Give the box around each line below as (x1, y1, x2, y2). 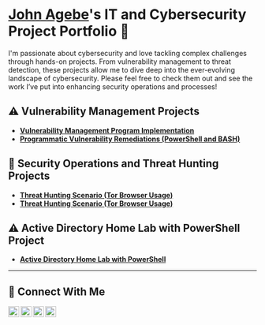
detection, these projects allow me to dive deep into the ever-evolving (8, 65, 235, 74)
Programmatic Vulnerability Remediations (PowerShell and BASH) (19, 134, 241, 144)
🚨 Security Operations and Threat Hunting (8, 157, 219, 170)
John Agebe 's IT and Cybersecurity (8, 6, 247, 24)
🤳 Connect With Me (8, 285, 106, 298)
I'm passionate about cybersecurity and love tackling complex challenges (8, 48, 247, 58)
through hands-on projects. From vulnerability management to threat (8, 57, 231, 66)
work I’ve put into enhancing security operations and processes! (8, 81, 218, 92)
